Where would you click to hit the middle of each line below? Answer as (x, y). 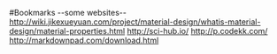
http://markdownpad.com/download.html (84, 40)
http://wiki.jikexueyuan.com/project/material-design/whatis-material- (135, 22)
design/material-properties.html (67, 31)
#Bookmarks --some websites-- (68, 13)
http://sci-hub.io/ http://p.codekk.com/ (197, 31)
